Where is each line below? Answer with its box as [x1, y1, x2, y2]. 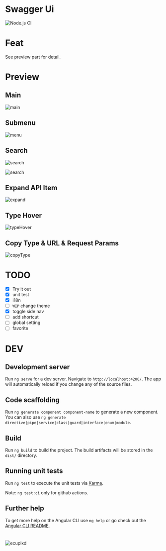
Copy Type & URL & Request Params [5, 239, 119, 247]
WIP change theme [12, 303, 50, 309]
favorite [12, 325, 28, 331]
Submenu [5, 118, 36, 127]
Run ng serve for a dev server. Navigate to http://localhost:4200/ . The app [5, 376, 162, 382]
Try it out [12, 286, 31, 292]
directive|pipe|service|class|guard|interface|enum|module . [5, 420, 131, 426]
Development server [5, 362, 70, 371]
